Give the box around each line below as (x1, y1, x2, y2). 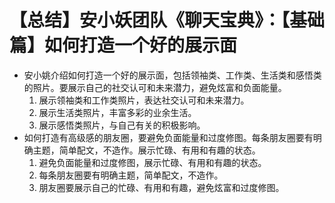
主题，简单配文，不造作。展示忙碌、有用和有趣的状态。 (32, 144, 261, 156)
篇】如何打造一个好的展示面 (9, 34, 238, 57)
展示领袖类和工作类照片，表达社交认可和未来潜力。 (38, 94, 250, 106)
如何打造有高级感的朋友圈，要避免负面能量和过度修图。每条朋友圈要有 (23, 131, 314, 143)
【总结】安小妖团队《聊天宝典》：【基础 (9, 9, 326, 32)
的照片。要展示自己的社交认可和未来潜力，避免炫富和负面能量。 (23, 81, 287, 93)
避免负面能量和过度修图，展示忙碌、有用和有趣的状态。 (38, 156, 267, 168)
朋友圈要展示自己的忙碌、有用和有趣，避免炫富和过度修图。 (38, 181, 285, 193)
